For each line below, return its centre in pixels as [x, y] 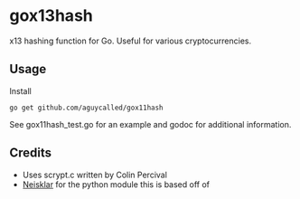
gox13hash [51, 16]
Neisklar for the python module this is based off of [116, 184]
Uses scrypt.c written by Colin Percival [94, 175]
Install [20, 90]
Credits [31, 153]
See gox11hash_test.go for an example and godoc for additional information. [150, 124]
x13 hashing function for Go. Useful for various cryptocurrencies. [130, 41]
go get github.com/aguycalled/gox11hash [87, 108]
